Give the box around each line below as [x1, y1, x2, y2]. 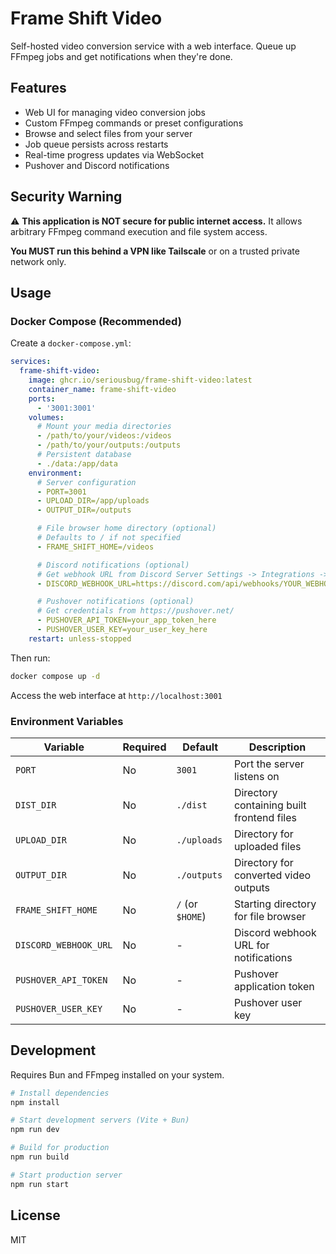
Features [10, 80, 67, 97]
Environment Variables [10, 714, 124, 728]
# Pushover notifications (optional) [36, 597, 195, 607]
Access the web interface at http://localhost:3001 [10, 689, 223, 701]
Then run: [10, 652, 51, 664]
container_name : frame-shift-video [28, 384, 177, 394]
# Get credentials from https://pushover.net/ [36, 606, 235, 616]
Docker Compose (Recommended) [10, 314, 182, 328]
